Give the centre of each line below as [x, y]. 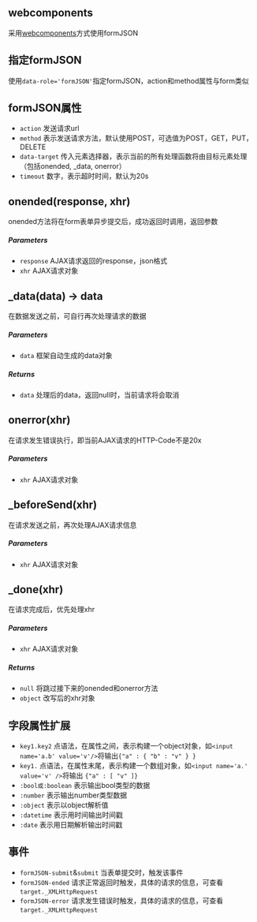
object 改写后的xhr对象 [57, 698]
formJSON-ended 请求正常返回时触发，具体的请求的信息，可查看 [121, 882]
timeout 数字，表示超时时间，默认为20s [84, 176]
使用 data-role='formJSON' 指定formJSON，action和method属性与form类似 [128, 80]
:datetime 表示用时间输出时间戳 [71, 815]
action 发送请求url [49, 129]
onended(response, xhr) [69, 202]
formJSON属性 [45, 108]
